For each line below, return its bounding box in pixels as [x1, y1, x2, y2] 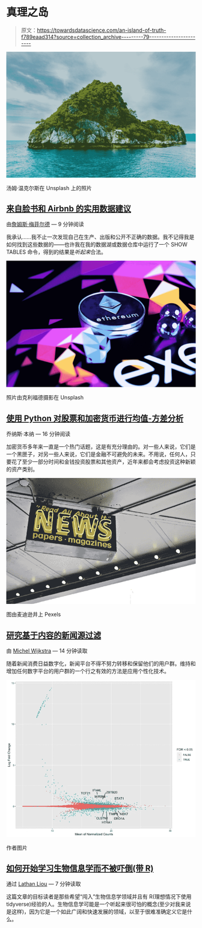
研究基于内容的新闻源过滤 [6, 630, 101, 641]
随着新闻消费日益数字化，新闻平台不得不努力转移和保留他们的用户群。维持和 [6, 660, 196, 668]
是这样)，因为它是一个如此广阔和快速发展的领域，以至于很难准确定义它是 [6, 908, 188, 915]
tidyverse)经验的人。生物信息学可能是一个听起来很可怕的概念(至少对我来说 [6, 900, 191, 908]
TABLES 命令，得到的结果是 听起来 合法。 [6, 248, 106, 256]
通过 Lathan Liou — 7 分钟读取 [6, 880, 81, 888]
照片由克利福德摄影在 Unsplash [6, 394, 84, 401]
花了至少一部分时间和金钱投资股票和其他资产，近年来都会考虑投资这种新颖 [11, 458, 196, 465]
